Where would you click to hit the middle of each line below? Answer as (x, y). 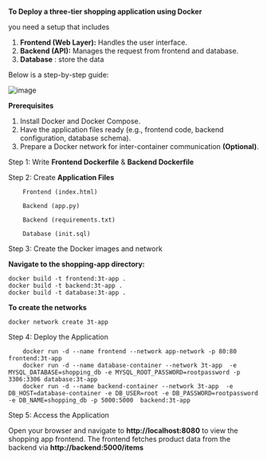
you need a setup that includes (59, 27)
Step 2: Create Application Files (61, 177)
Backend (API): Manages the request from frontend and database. (129, 51)
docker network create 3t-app (59, 322)
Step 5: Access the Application (59, 415)
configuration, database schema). (75, 138)
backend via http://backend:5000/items (76, 447)
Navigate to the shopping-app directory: (77, 264)
